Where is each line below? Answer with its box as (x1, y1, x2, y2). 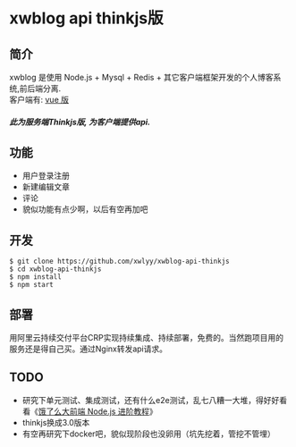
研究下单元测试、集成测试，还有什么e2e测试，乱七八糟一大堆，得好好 (21, 394, 280, 405)
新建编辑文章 (21, 181, 70, 192)
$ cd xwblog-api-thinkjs (9, 265, 102, 274)
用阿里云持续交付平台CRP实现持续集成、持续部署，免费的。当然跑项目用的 (9, 333, 284, 343)
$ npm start (9, 281, 54, 290)
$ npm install (9, 273, 63, 282)
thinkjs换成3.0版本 (21, 417, 90, 427)
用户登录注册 (21, 171, 70, 181)
